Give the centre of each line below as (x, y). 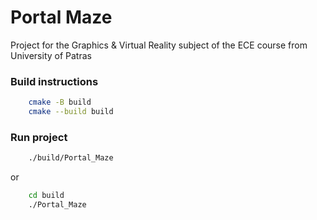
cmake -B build (60, 102)
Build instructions (54, 81)
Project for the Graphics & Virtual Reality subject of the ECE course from (159, 45)
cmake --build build (71, 112)
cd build (46, 196)
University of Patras (51, 55)
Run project (39, 137)
